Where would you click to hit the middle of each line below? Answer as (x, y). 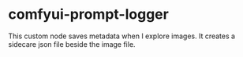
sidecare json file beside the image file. (72, 44)
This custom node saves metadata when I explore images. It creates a (121, 36)
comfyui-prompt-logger (89, 14)
